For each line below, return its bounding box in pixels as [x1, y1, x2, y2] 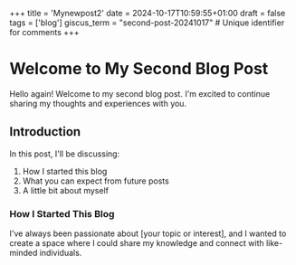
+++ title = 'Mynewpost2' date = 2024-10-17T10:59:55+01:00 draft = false [9, 8, 286, 18]
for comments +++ [9, 27, 80, 37]
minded [9, 248, 38, 259]
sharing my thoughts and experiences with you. [9, 98, 187, 109]
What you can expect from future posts [22, 175, 169, 186]
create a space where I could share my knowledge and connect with [9, 238, 264, 249]
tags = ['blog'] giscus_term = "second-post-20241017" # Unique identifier [9, 17, 285, 28]
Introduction [9, 124, 81, 139]
